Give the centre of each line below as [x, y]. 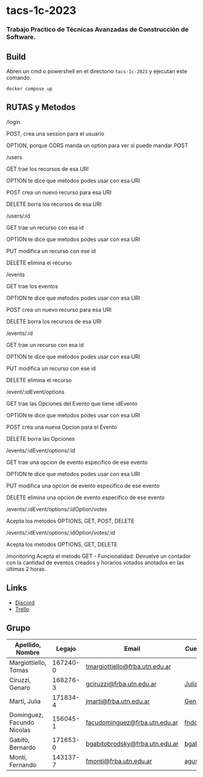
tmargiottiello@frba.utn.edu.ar [128, 667]
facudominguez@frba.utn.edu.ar [132, 722]
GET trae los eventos [32, 286]
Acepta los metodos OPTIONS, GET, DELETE [62, 544]
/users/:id [18, 216]
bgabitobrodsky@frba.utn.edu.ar [132, 744]
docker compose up [29, 88]
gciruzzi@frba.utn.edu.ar [121, 684]
